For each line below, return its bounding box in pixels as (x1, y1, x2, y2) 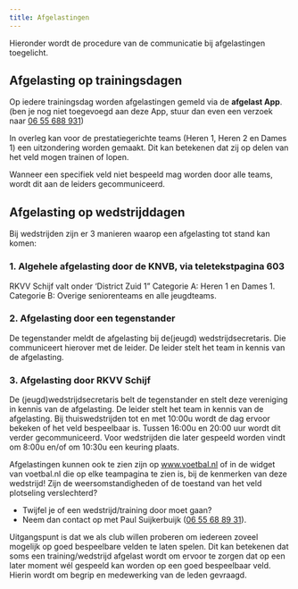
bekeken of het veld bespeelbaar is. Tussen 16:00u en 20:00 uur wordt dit (9, 423, 281, 433)
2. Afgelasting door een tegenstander (9, 312, 176, 324)
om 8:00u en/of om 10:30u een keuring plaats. (9, 442, 180, 452)
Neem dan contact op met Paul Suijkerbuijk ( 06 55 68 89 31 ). (21, 515, 247, 526)
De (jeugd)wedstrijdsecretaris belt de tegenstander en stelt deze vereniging (9, 394, 288, 405)
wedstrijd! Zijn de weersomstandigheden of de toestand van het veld (9, 478, 262, 489)
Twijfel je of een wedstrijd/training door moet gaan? (21, 505, 212, 516)
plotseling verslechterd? (9, 488, 98, 499)
